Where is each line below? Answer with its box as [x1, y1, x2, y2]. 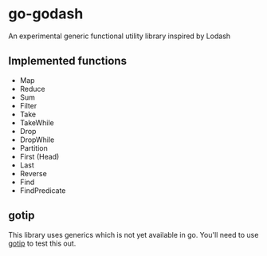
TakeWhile [19, 117, 54, 128]
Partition [19, 143, 48, 152]
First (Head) [19, 152, 60, 161]
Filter [19, 100, 37, 110]
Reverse [19, 168, 48, 178]
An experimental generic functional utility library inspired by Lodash [8, 31, 231, 41]
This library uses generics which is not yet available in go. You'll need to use [8, 230, 259, 239]
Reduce [19, 84, 45, 93]
